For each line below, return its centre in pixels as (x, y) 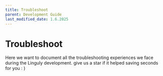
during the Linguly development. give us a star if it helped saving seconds (82, 63)
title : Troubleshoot (27, 10)
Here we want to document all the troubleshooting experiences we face (79, 57)
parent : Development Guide (33, 14)
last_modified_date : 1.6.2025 (37, 19)
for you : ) (15, 68)
